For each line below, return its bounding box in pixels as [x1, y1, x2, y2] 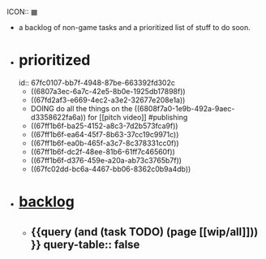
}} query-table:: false [30, 237, 140, 251]
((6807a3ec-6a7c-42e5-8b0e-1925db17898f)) [30, 86, 187, 96]
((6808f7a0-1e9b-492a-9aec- [134, 103, 235, 113]
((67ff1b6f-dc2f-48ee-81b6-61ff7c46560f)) [30, 146, 175, 157]
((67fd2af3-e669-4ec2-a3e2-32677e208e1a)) [30, 95, 186, 105]
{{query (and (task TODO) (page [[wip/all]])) [30, 225, 259, 239]
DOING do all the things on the [30, 103, 133, 113]
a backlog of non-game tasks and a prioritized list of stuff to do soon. [18, 23, 251, 32]
